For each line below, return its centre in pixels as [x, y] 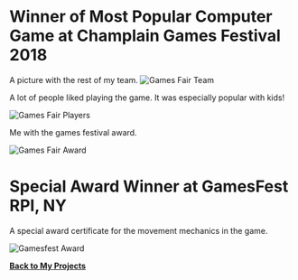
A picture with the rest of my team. [74, 79]
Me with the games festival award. [73, 132]
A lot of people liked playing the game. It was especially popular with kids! [147, 98]
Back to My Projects [48, 266]
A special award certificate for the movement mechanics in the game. [139, 230]
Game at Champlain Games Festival [145, 36]
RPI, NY [38, 206]
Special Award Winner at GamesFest [149, 187]
